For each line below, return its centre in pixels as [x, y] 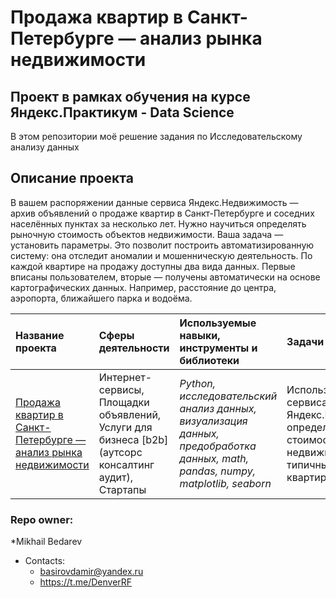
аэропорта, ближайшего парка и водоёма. [101, 298]
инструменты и [218, 348]
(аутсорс [120, 452]
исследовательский [228, 396]
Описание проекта [72, 178]
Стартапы [122, 489]
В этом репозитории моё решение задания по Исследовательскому [156, 136]
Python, [198, 383]
